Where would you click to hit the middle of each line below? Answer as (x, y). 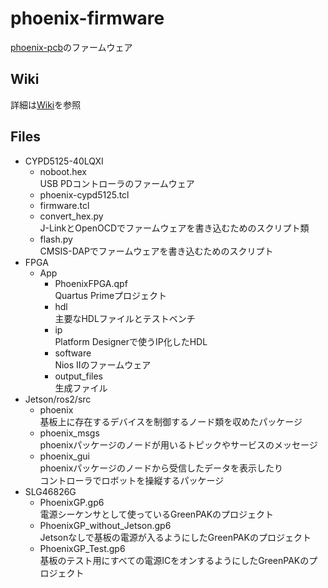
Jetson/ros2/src (58, 399)
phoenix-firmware (87, 18)
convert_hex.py (71, 216)
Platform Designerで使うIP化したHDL (131, 341)
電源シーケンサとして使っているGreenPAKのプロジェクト (157, 514)
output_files (78, 376)
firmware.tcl (64, 205)
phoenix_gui (64, 456)
